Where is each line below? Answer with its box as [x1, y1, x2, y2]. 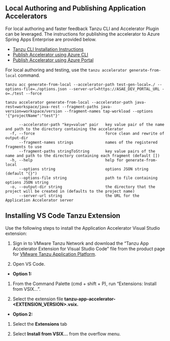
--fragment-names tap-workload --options [64, 109, 153, 114]
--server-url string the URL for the [18, 193, 140, 198]
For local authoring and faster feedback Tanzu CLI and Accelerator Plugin [5, 25, 159, 32]
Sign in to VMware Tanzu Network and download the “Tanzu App [12, 240, 149, 246]
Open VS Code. [12, 261, 46, 267]
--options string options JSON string [18, 166, 149, 172]
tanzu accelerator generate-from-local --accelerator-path [5, 100, 133, 105]
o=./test [5, 91, 24, 96]
